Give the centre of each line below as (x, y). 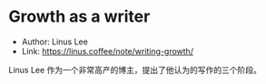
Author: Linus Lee (54, 42)
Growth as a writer (79, 17)
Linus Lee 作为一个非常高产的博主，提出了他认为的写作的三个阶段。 (135, 70)
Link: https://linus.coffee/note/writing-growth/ (108, 51)
